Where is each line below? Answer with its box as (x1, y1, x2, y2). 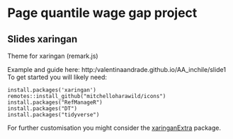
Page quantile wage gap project (7, 5, 198, 21)
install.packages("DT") (7, 105, 78, 112)
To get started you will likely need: (7, 73, 108, 81)
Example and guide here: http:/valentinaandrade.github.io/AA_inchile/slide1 (7, 66, 227, 73)
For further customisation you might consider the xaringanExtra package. (7, 123, 222, 132)
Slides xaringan (7, 33, 78, 45)
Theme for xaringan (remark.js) (7, 52, 98, 60)
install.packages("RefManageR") (7, 99, 103, 106)
